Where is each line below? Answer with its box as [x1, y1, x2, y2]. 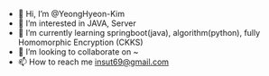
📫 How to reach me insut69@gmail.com [17, 56, 170, 67]
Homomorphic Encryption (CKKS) [17, 37, 144, 47]
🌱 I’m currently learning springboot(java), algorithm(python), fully [17, 28, 261, 38]
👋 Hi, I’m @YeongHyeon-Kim [17, 9, 125, 19]
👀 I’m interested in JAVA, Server [17, 18, 137, 29]
